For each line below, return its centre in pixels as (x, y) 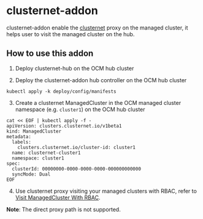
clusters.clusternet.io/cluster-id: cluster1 (77, 147)
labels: (22, 142)
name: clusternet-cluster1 (46, 153)
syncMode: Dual (31, 174)
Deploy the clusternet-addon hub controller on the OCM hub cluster (101, 80)
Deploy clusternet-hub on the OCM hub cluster (75, 68)
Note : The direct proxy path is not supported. (63, 209)
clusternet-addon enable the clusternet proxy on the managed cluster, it (97, 28)
